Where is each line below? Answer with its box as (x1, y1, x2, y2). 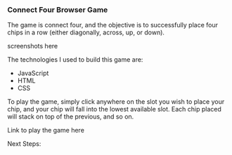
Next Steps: (7, 140, 41, 148)
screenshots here (7, 42, 58, 50)
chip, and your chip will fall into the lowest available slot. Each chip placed (7, 105, 221, 114)
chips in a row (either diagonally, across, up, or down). (7, 28, 165, 36)
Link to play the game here (7, 126, 84, 135)
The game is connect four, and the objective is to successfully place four (7, 21, 219, 29)
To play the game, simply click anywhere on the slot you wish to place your (7, 97, 225, 106)
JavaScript (17, 69, 49, 78)
